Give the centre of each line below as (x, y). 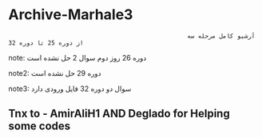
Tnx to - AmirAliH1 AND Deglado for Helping (119, 114)
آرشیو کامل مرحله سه (221, 36)
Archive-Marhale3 (71, 15)
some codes (40, 126)
